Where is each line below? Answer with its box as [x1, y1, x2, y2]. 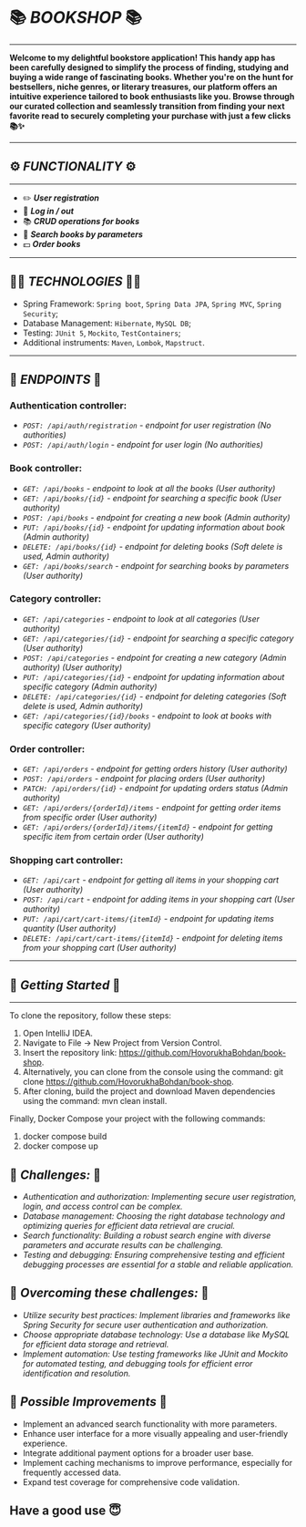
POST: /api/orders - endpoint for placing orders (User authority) [22, 773, 266, 784]
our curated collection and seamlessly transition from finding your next [9, 100, 285, 111]
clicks [267, 110, 291, 121]
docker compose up [22, 1140, 98, 1151]
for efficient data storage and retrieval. [22, 1338, 169, 1349]
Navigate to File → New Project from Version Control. [22, 1037, 222, 1048]
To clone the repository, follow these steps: [9, 1010, 171, 1021]
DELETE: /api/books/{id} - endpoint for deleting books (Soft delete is [22, 541, 283, 552]
